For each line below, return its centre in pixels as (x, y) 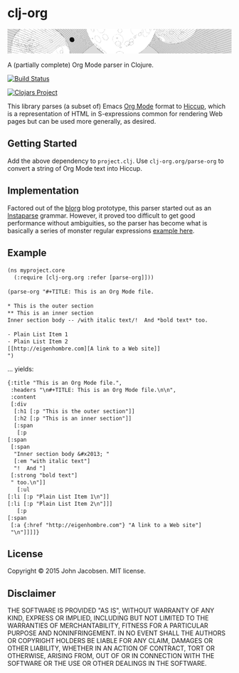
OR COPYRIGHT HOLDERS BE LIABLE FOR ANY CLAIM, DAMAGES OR (110, 641)
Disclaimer (32, 593)
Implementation (43, 191)
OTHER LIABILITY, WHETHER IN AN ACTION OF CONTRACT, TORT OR (111, 648)
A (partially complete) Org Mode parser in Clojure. (81, 65)
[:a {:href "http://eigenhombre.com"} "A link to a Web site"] (106, 525)
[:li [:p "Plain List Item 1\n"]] (59, 497)
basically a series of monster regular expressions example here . (101, 230)
